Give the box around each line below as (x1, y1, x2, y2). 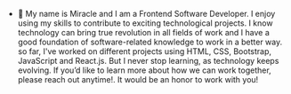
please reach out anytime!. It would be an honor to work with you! (17, 74, 259, 84)
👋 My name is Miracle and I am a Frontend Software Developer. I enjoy (17, 9, 276, 19)
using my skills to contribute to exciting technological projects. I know (17, 18, 273, 28)
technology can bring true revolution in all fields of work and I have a (17, 27, 270, 37)
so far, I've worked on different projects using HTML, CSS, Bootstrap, (17, 46, 272, 57)
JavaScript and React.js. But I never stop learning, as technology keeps (17, 56, 279, 66)
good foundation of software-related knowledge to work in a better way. (17, 36, 283, 47)
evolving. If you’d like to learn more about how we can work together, (17, 65, 271, 75)
